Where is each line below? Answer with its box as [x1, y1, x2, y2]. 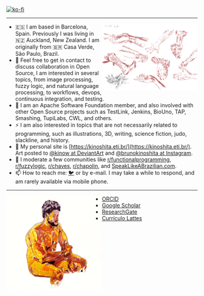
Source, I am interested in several [15, 70, 99, 76]
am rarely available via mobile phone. [15, 178, 109, 185]
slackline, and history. [15, 136, 70, 144]
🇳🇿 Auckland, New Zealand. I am [15, 36, 100, 44]
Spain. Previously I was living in [15, 30, 94, 37]
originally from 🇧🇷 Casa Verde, [15, 43, 95, 50]
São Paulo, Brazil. [15, 50, 59, 57]
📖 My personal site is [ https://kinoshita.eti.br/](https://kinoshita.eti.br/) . [15, 143, 192, 150]
